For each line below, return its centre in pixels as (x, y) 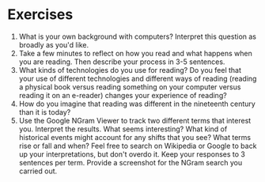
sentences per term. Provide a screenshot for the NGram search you (131, 162)
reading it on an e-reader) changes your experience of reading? (123, 95)
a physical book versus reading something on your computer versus (130, 87)
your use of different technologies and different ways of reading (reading (138, 78)
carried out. (38, 171)
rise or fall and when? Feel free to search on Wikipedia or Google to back (138, 146)
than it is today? (45, 112)
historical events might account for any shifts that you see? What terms (134, 137)
